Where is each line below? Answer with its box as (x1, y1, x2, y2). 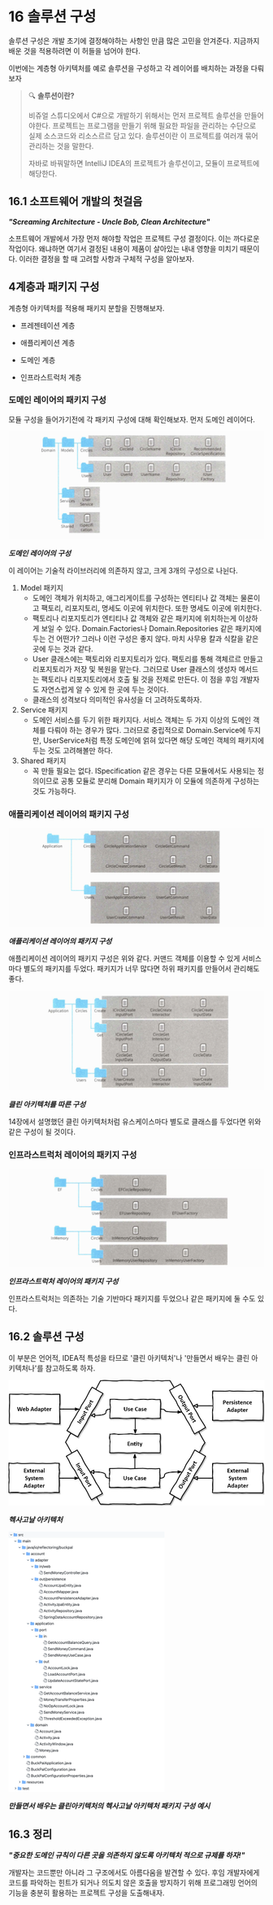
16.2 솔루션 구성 (8, 1330, 84, 1344)
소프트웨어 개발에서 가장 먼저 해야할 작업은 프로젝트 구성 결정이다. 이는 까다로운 (8, 233, 260, 243)
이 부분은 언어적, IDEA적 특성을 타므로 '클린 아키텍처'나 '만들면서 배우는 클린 (8, 1353, 250, 1362)
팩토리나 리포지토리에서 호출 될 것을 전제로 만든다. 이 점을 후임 (41, 674, 238, 684)
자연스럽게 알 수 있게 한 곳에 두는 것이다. (41, 684, 169, 694)
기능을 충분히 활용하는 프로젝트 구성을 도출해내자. (8, 1888, 165, 1898)
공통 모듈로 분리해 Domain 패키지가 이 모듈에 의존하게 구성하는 (60, 776, 260, 786)
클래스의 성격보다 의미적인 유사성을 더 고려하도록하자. (32, 695, 202, 704)
